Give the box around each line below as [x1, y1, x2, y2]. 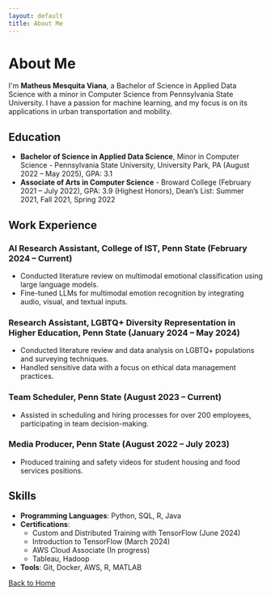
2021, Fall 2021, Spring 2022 [19, 195, 116, 205]
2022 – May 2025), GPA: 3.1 [19, 169, 113, 179]
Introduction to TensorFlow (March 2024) [32, 536, 171, 546]
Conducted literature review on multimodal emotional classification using [19, 270, 263, 280]
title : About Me [8, 19, 63, 28]
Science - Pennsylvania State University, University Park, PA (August [19, 160, 250, 170]
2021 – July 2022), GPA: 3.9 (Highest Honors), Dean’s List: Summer [19, 186, 244, 196]
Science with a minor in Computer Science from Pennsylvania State [8, 90, 234, 100]
